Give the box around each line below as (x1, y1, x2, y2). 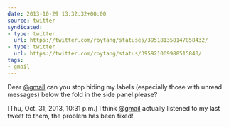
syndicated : (7, 23, 43, 31)
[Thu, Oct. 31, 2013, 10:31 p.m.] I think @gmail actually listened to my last (7, 104, 220, 112)
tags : (7, 57, 23, 64)
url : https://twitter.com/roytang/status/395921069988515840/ (14, 50, 202, 57)
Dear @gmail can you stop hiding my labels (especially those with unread (7, 82, 223, 91)
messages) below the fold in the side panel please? (7, 90, 158, 99)
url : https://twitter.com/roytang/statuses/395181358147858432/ (14, 37, 208, 44)
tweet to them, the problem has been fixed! (7, 111, 134, 120)
